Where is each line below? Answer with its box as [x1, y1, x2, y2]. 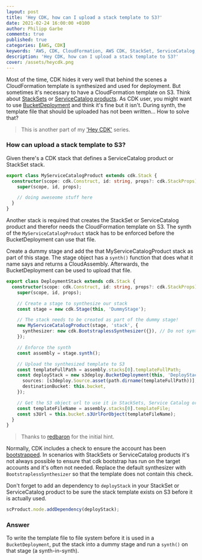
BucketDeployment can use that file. [6, 236, 96, 243]
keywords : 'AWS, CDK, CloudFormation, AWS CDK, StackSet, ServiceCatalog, [6, 48, 198, 54]
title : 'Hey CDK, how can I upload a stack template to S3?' [6, 14, 163, 20]
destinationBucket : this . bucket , [22, 384, 106, 390]
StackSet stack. [6, 161, 45, 168]
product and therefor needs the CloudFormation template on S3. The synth [6, 223, 192, 231]
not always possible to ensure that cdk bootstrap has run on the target [6, 458, 180, 465]
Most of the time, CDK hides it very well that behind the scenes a [6, 76, 167, 83]
